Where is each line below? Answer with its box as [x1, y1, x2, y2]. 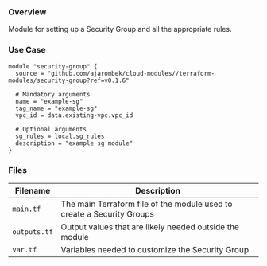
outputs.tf [12, 227, 53, 237]
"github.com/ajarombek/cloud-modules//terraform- [47, 69, 215, 77]
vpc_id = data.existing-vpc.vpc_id [15, 111, 133, 119]
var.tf [12, 245, 37, 254]
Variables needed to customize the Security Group [60, 244, 249, 255]
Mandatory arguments [22, 90, 91, 98]
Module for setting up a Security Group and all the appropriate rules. [8, 25, 232, 34]
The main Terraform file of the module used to [60, 198, 233, 209]
